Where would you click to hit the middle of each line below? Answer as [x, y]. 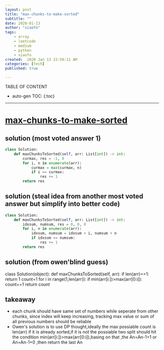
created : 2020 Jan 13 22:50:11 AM [41, 59]
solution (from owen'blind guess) [57, 262]
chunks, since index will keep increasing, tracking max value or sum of [83, 316]
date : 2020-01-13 [23, 23]
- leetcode [25, 41]
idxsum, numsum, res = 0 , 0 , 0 [54, 224]
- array [21, 37]
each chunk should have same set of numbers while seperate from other [85, 311]
